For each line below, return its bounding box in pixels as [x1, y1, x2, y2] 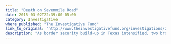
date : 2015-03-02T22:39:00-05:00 [5, 12, 76, 17]
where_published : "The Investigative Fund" [5, 21, 99, 27]
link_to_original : [5, 26, 44, 31]
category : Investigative [5, 17, 58, 22]
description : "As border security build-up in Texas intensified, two [5, 31, 158, 36]
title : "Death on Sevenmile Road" [5, 7, 79, 13]
